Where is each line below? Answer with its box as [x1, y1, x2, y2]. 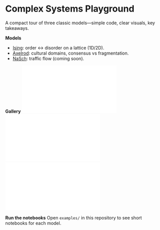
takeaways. [5, 25, 29, 31]
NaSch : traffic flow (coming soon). [12, 55, 84, 61]
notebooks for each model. [5, 220, 62, 226]
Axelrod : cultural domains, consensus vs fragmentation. [12, 50, 129, 56]
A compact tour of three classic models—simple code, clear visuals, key [5, 20, 155, 26]
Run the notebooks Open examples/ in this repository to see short [5, 214, 142, 220]
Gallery [5, 108, 21, 114]
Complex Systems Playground [5, 3, 135, 15]
